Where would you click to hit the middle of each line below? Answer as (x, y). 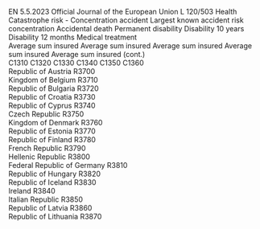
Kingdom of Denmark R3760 (56, 123)
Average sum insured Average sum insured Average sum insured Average (130, 46)
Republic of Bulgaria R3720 (54, 88)
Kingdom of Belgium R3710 (53, 80)
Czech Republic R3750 (46, 114)
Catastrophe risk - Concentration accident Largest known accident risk (126, 20)
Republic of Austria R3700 (52, 71)
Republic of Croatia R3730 (52, 97)
